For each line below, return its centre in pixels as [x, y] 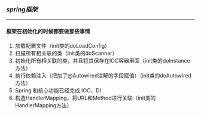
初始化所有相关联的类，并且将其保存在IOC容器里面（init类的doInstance [102, 60]
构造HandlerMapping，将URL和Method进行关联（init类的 [85, 98]
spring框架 [22, 9]
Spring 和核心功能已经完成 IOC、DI [58, 90]
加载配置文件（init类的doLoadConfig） [63, 45]
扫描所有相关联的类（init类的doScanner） [66, 53]
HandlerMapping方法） [43, 105]
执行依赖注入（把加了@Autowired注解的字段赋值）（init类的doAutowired [103, 75]
